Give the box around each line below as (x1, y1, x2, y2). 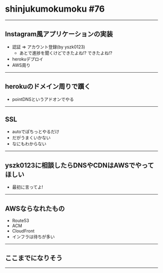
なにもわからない (12, 141, 47, 147)
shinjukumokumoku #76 (5, 3, 105, 15)
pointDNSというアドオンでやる (12, 96, 74, 102)
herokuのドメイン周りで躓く (5, 82, 91, 91)
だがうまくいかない (12, 135, 51, 141)
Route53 (12, 218, 29, 223)
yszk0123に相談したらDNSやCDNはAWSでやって (5, 161, 154, 169)
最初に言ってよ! (12, 184, 44, 190)
